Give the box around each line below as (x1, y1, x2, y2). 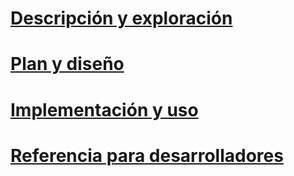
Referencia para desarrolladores (10, 144, 284, 167)
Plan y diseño (10, 53, 125, 76)
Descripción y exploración (10, 7, 233, 30)
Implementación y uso (10, 98, 199, 121)
